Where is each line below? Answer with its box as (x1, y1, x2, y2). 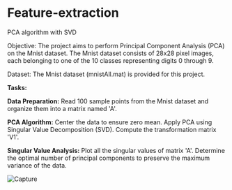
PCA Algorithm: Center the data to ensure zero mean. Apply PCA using (7, 117, 212, 126)
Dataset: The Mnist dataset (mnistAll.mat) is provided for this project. (7, 70, 206, 78)
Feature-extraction (7, 5, 120, 21)
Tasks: (7, 83, 27, 92)
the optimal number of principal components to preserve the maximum (7, 154, 210, 162)
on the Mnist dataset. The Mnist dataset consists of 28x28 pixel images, (7, 49, 215, 57)
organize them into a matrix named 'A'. (7, 104, 117, 112)
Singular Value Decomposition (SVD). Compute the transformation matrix (7, 125, 217, 133)
